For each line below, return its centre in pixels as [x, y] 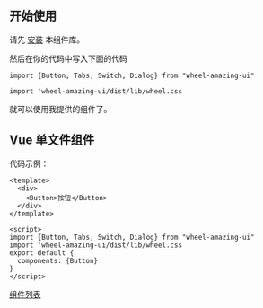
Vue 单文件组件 [52, 141]
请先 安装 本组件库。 [47, 40]
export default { [42, 253]
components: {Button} [58, 260]
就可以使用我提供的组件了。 [61, 109]
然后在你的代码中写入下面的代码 [68, 58]
